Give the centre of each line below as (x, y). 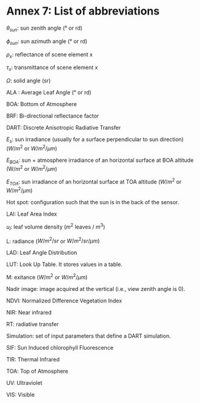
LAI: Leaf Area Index (32, 214)
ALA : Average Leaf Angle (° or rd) (49, 93)
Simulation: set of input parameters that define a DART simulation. (88, 336)
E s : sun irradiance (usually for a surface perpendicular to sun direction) (95, 140)
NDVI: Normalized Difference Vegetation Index (64, 301)
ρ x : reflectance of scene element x (49, 55)
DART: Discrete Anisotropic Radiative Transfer (64, 128)
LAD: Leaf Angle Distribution (42, 253)
